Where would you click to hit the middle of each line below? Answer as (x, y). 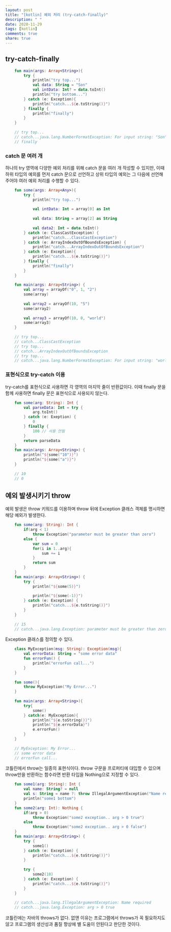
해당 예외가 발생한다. (26, 515)
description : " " (24, 19)
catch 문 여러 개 (24, 156)
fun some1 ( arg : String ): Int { (48, 784)
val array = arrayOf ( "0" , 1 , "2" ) (60, 290)
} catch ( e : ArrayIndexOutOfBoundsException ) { (75, 242)
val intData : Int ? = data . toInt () (69, 90)
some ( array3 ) (37, 323)
